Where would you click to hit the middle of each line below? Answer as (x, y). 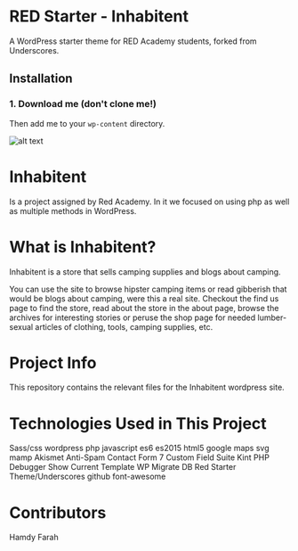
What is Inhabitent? (83, 247)
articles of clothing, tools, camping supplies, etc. (124, 326)
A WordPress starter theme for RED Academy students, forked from (133, 41)
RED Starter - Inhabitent (99, 16)
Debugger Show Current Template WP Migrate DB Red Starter (123, 467)
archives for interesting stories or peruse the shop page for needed (133, 317)
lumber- (272, 317)
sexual (21, 326)
